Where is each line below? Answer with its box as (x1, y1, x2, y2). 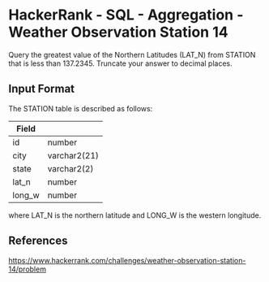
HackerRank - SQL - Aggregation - (8, 6, 244, 24)
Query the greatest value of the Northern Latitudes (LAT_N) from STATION (8, 50, 256, 59)
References (8, 234, 68, 248)
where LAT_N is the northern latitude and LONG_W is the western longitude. (8, 210, 262, 220)
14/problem (8, 264, 47, 274)
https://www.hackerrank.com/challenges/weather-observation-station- (8, 255, 246, 265)
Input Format (8, 82, 75, 96)
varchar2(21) (47, 150, 100, 161)
